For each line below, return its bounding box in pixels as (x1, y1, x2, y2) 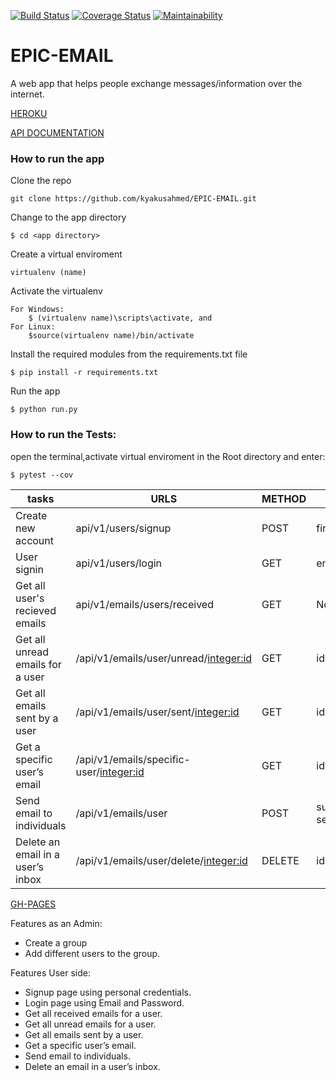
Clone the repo (10, 175, 72, 187)
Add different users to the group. (24, 947, 161, 959)
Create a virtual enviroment (10, 248, 123, 260)
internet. (10, 88, 45, 100)
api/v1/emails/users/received (75, 597, 214, 611)
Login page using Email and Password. (24, 996, 185, 1009)
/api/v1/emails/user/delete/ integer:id (75, 853, 248, 867)
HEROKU (10, 107, 48, 119)
